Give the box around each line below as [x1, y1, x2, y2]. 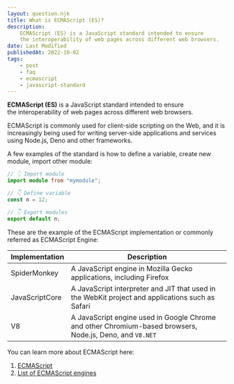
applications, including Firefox [70, 272, 169, 282]
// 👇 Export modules [7, 208, 68, 216]
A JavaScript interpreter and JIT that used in [70, 284, 216, 293]
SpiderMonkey [10, 268, 59, 277]
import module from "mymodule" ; [7, 177, 101, 185]
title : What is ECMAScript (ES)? [7, 17, 104, 24]
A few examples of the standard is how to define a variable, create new [7, 150, 211, 158]
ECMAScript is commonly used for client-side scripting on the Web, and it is [7, 121, 225, 130]
